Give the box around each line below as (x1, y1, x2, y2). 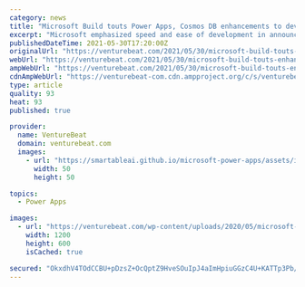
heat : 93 (9, 97, 43, 107)
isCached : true (25, 247, 84, 256)
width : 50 (33, 164, 71, 173)
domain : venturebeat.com (17, 139, 112, 148)
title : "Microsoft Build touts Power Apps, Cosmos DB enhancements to (9, 22, 282, 31)
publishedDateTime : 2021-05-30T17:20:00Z (9, 38, 169, 48)
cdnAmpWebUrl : (9, 72, 64, 81)
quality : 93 (9, 89, 54, 98)
